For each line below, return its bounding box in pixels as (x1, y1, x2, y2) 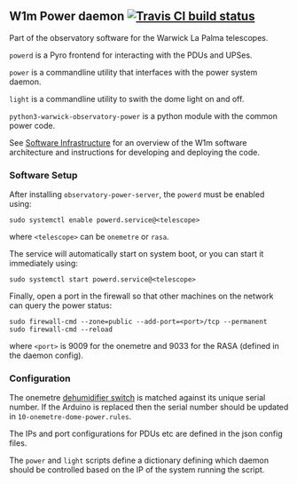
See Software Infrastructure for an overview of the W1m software (9, 137, 247, 147)
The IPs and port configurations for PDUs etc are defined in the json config (9, 428, 283, 440)
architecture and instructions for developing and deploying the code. (9, 147, 260, 157)
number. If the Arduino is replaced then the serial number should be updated (9, 401, 289, 413)
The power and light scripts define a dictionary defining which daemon (9, 455, 269, 466)
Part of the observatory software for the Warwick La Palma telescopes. (9, 32, 269, 43)
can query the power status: (9, 300, 113, 311)
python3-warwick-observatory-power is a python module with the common (9, 110, 277, 121)
